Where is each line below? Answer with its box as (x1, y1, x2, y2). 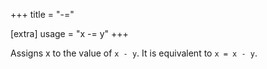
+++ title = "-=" (10, 9, 75, 20)
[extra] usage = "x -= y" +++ (10, 28, 129, 39)
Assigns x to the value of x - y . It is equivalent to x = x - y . (10, 47, 258, 59)
